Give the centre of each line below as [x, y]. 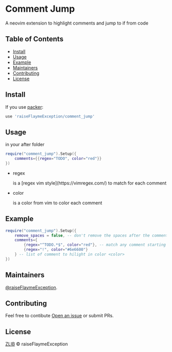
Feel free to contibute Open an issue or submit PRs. [60, 316]
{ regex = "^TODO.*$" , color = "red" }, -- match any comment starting [95, 245]
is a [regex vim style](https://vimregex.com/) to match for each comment [90, 183]
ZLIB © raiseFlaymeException [37, 344]
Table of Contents [35, 39]
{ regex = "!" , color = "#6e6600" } [56, 250]
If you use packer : [24, 107]
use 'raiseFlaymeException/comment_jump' [50, 116]
